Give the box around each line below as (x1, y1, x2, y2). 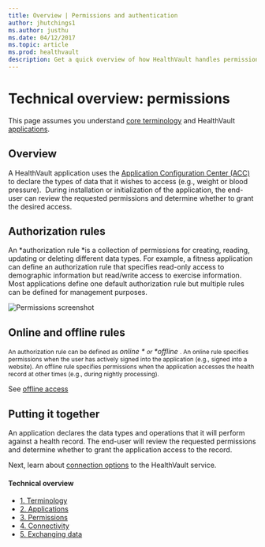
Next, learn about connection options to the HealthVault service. (8, 460, 217, 470)
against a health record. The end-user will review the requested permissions (8, 436, 256, 447)
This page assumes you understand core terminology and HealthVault (8, 115, 235, 125)
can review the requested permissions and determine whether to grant (24, 193, 254, 202)
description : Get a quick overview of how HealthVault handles (8, 56, 221, 64)
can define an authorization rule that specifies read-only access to (8, 262, 225, 272)
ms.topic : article (8, 41, 69, 49)
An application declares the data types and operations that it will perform (8, 428, 246, 438)
